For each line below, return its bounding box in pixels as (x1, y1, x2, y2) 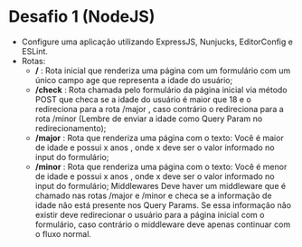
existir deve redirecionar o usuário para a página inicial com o (34, 209, 265, 220)
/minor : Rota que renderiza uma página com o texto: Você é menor (34, 161, 288, 172)
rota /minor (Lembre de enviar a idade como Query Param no (34, 113, 263, 124)
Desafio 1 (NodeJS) (8, 6, 156, 27)
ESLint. (21, 45, 49, 56)
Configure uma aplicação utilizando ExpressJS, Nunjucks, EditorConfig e (21, 36, 293, 47)
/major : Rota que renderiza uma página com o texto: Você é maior (34, 132, 284, 143)
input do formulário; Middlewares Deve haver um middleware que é (34, 180, 287, 191)
